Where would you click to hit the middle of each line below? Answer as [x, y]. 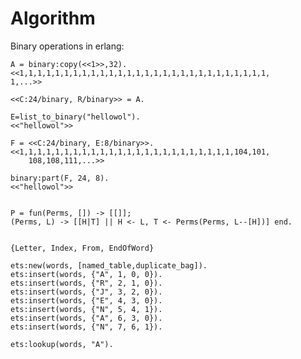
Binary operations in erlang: [67, 46]
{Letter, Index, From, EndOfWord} [82, 248]
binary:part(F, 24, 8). [60, 178]
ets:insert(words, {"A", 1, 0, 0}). [86, 274]
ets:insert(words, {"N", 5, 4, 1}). [86, 309]
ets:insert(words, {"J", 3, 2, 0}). [86, 292]
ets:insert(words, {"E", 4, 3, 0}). [86, 300]
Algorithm [53, 18]
